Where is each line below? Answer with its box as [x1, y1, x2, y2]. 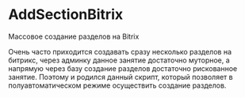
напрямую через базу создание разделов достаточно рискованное [8, 63, 238, 73]
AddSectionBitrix [8, 6, 124, 24]
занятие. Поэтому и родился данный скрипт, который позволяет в [8, 72, 233, 81]
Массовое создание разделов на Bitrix [8, 32, 140, 41]
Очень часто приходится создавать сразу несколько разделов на [8, 47, 232, 56]
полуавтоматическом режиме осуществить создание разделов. [8, 81, 227, 90]
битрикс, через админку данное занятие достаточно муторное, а [8, 55, 230, 65]
